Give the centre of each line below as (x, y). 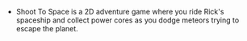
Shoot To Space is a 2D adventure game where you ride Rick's (120, 12)
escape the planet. (47, 29)
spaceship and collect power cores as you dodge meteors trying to (128, 20)
